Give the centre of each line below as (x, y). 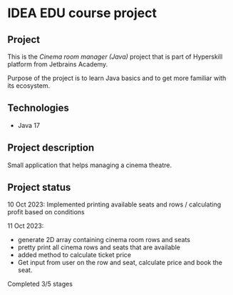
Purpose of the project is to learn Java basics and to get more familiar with (117, 78)
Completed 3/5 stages (40, 284)
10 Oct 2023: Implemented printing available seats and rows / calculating (114, 204)
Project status (39, 187)
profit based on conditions (46, 212)
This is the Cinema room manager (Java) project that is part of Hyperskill (115, 56)
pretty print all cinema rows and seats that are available (99, 247)
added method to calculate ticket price (74, 255)
